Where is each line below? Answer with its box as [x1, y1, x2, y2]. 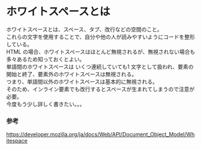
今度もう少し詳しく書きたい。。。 [6, 100, 85, 108]
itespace [6, 137, 28, 145]
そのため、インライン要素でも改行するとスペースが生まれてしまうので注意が [6, 85, 195, 93]
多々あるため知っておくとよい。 [6, 56, 85, 63]
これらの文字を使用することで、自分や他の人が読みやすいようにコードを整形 [6, 33, 195, 40]
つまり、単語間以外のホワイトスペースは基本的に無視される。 [6, 78, 158, 85]
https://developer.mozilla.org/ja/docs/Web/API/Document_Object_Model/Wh [6, 131, 195, 138]
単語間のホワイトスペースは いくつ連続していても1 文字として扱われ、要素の [6, 63, 194, 70]
